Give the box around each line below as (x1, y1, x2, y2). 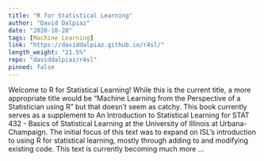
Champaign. (8, 127, 48, 136)
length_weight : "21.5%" (8, 48, 87, 56)
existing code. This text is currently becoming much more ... (8, 144, 205, 153)
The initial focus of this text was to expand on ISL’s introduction (49, 127, 256, 136)
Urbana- (219, 118, 247, 128)
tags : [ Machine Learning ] (8, 33, 94, 42)
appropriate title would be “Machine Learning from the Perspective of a (8, 93, 241, 103)
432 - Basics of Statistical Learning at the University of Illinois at (8, 118, 218, 128)
